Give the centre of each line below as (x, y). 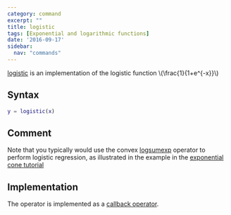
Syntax (23, 95)
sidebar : (20, 46)
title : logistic (31, 27)
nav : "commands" (37, 53)
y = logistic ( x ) (31, 111)
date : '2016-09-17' (36, 40)
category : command (34, 14)
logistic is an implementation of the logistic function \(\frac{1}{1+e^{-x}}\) (113, 73)
